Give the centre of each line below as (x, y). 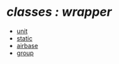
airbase (27, 45)
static (24, 38)
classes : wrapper (59, 12)
